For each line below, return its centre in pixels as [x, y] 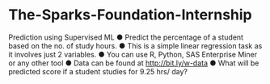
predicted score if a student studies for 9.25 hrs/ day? [98, 71]
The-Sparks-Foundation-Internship [130, 15]
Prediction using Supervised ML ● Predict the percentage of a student [126, 37]
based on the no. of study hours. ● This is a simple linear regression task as [135, 45]
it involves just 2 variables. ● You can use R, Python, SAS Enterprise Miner [133, 54]
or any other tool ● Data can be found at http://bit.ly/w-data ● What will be [134, 63]
